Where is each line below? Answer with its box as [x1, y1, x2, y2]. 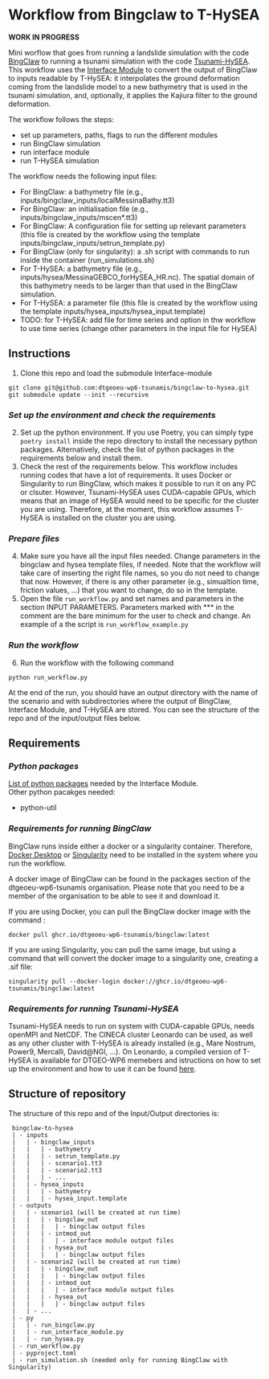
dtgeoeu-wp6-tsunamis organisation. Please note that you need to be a [8, 882, 245, 892]
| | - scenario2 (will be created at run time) [11, 1258, 181, 1266]
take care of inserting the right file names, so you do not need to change [19, 568, 260, 578]
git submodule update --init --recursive [8, 391, 149, 399]
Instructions [8, 347, 71, 361]
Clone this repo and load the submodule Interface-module [19, 368, 213, 378]
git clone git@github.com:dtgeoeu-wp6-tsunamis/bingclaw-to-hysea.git [8, 383, 250, 391]
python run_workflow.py [8, 673, 88, 681]
